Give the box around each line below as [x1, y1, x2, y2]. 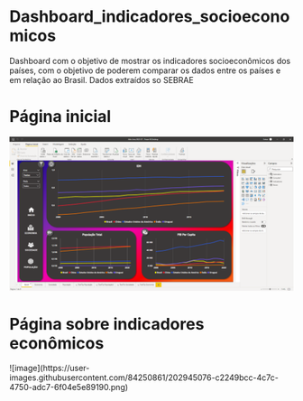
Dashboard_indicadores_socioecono [9, 6, 290, 27]
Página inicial [9, 107, 112, 127]
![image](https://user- [9, 363, 90, 374]
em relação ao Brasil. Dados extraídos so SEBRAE [9, 74, 194, 85]
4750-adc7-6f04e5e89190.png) [9, 382, 129, 393]
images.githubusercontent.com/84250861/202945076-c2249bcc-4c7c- [9, 372, 280, 383]
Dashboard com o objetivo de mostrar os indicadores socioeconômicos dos [9, 55, 291, 66]
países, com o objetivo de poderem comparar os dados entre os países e [9, 65, 281, 76]
